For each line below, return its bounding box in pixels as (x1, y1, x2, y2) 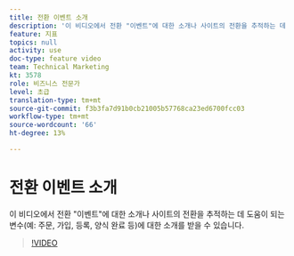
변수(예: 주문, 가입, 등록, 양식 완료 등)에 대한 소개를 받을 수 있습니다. (9, 220, 245, 230)
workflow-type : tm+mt (9, 112, 90, 121)
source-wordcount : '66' (9, 121, 98, 130)
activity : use (9, 46, 62, 55)
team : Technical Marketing (9, 63, 110, 72)
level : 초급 (9, 87, 51, 96)
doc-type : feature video (9, 54, 102, 63)
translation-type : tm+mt (9, 95, 102, 105)
